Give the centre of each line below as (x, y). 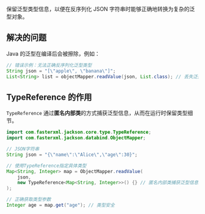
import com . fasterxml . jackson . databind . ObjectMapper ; (76, 138)
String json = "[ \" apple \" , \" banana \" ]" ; (61, 71)
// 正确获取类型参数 (29, 200)
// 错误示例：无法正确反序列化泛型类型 (49, 65)
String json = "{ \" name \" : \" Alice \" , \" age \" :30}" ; (72, 155)
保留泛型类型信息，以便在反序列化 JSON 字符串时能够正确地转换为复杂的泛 (101, 9)
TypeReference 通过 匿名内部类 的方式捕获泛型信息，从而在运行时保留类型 (97, 113)
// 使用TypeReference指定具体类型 (46, 166)
